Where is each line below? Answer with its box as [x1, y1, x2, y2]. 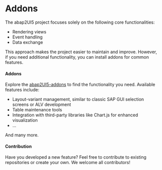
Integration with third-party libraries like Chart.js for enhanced [12, 112, 138, 118]
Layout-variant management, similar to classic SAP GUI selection [12, 97, 144, 102]
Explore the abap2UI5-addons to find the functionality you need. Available [5, 82, 156, 88]
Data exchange [12, 39, 43, 45]
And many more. [5, 132, 39, 138]
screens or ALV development [12, 102, 71, 107]
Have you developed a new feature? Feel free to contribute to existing [5, 154, 147, 160]
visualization [12, 117, 38, 123]
